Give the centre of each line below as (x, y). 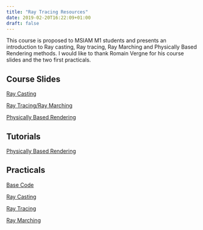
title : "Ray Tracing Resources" (47, 12)
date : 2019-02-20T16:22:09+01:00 (49, 18)
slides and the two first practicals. (49, 60)
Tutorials (23, 137)
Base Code (20, 185)
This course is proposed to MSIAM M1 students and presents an (87, 41)
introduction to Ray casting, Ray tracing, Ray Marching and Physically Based (102, 47)
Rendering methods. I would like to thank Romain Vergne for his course (95, 54)
